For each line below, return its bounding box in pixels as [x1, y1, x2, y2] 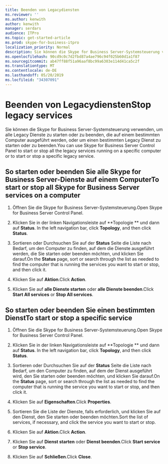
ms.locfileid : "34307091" [5, 77, 59, 82]
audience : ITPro [5, 31, 39, 36]
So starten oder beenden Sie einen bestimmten [5, 306, 155, 314]
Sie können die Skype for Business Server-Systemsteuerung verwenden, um [5, 126, 163, 132]
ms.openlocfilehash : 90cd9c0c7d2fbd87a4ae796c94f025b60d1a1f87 [5, 54, 140, 59]
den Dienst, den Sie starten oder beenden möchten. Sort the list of [12, 414, 148, 420]
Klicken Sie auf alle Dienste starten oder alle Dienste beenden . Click [12, 286, 154, 292]
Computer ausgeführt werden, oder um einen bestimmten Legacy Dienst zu [5, 137, 161, 143]
